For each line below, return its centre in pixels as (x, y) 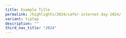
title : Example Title (28, 10)
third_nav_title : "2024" (31, 28)
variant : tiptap (22, 19)
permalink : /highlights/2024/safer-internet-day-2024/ (63, 14)
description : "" (22, 23)
